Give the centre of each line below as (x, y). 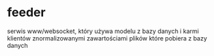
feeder (26, 12)
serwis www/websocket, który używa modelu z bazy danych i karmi (103, 31)
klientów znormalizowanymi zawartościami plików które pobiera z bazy (107, 38)
